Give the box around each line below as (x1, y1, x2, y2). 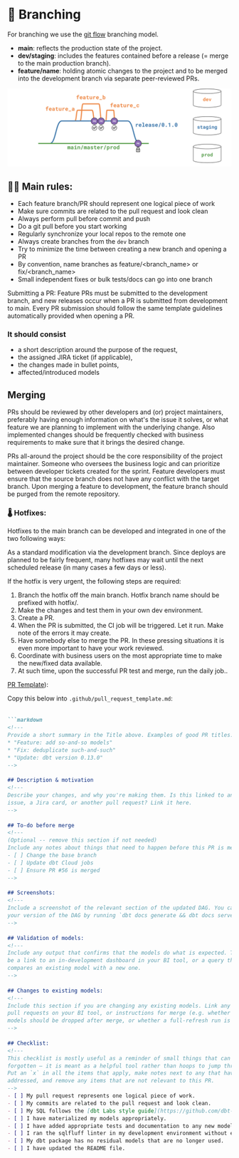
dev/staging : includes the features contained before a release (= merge (17, 51, 229, 60)
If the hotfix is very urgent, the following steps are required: (7, 577, 181, 586)
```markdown (7, 716, 43, 724)
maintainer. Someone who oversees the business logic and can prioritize (7, 460, 221, 468)
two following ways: (7, 534, 66, 543)
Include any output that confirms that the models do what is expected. (7, 949, 228, 957)
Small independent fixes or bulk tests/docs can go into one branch (17, 274, 213, 284)
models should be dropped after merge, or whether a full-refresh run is (7, 1017, 231, 1025)
